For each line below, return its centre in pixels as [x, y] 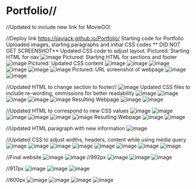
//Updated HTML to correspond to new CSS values [67, 111]
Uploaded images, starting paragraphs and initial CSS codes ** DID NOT [93, 44]
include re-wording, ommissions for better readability [70, 93]
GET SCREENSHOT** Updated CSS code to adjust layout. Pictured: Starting [98, 50]
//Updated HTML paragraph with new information [66, 128]
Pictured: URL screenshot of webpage [118, 69]
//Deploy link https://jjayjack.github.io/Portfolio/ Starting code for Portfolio [95, 38]
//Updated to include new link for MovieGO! [59, 27]
